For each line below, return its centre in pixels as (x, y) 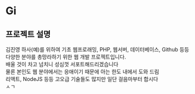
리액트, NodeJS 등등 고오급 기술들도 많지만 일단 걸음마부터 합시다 (82, 79)
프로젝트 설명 (28, 34)
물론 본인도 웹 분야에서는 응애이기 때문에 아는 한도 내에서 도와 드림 (82, 72)
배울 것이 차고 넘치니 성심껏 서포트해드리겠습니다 (62, 64)
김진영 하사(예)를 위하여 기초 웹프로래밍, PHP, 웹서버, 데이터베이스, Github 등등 (97, 49)
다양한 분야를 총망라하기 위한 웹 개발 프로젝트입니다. (66, 57)
